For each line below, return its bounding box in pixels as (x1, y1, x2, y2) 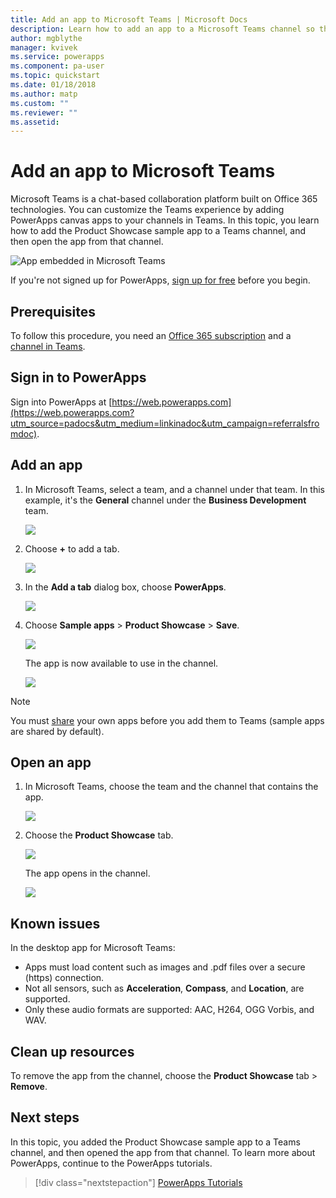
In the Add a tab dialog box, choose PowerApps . (24, 581, 227, 593)
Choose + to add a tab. (24, 542, 120, 555)
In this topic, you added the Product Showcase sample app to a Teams (10, 1136, 301, 1148)
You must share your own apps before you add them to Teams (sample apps (10, 714, 325, 726)
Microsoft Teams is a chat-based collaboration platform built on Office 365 (10, 193, 318, 205)
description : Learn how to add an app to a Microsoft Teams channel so (10, 24, 315, 34)
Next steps (10, 1109, 80, 1126)
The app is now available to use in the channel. (24, 657, 219, 669)
